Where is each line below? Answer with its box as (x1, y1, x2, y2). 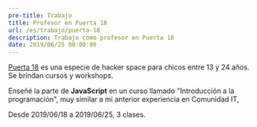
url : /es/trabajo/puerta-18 (8, 26, 101, 34)
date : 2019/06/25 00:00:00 (8, 41, 97, 49)
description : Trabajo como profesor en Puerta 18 (8, 33, 175, 42)
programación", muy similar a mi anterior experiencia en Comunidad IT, (8, 95, 240, 104)
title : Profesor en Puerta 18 (8, 19, 108, 27)
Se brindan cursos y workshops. (8, 71, 114, 80)
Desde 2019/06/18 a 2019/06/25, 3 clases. (8, 110, 146, 119)
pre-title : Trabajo (8, 11, 73, 20)
